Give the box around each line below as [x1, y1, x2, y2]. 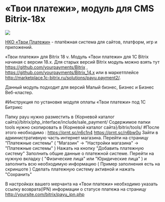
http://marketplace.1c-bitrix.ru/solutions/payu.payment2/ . [5, 74, 121, 80]
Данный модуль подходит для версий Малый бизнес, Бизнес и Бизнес [5, 84, 154, 90]
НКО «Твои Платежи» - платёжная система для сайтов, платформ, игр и [5, 39, 158, 45]
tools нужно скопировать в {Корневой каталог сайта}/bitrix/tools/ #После [5, 124, 160, 130]
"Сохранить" [5, 171, 32, 177]
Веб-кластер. [5, 89, 33, 95]
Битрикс [5, 104, 23, 110]
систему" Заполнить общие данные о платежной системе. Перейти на [5, 150, 154, 156]
